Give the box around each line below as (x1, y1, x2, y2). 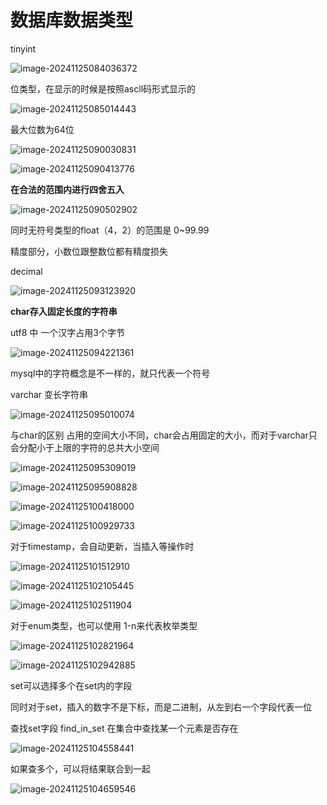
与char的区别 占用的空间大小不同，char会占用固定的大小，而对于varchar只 (10, 429, 318, 441)
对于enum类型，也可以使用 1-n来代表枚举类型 (10, 619, 198, 631)
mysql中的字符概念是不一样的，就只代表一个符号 (10, 367, 211, 379)
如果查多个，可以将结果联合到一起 (10, 762, 151, 775)
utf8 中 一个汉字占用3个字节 (10, 326, 125, 338)
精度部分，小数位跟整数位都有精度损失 (10, 245, 168, 257)
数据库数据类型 (10, 9, 134, 32)
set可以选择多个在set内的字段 (10, 679, 133, 691)
